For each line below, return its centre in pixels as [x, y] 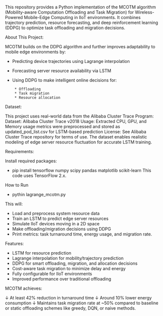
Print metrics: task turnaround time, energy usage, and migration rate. [82, 234]
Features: [15, 244]
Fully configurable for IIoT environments [52, 274]
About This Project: [24, 37]
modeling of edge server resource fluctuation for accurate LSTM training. [79, 142]
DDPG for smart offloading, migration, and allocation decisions [75, 263]
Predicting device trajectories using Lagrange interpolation [71, 61]
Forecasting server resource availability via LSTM [62, 71]
